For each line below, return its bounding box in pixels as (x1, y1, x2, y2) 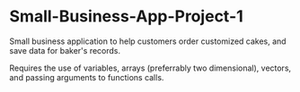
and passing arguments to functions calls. (9, 71, 164, 82)
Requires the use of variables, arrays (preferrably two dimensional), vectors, (9, 63, 292, 73)
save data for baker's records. (9, 45, 121, 55)
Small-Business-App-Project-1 (9, 6, 244, 27)
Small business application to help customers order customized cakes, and (9, 36, 287, 46)
